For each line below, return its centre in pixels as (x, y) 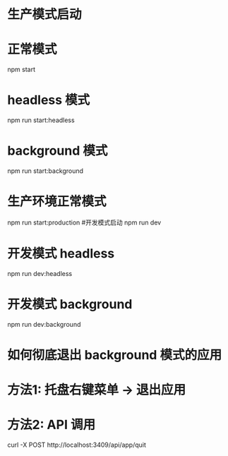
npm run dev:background (44, 324)
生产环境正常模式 (57, 202)
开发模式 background (70, 305)
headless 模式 (49, 100)
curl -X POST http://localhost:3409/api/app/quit (77, 445)
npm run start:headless (41, 120)
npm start (22, 70)
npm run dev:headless (40, 273)
